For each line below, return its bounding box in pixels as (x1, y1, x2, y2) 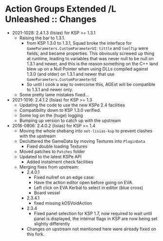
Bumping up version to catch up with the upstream (19, 118, 121, 123)
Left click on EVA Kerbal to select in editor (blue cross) (34, 185, 144, 190)
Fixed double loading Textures (26, 143, 88, 149)
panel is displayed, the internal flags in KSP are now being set (34, 215, 158, 222)
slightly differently (34, 221, 70, 226)
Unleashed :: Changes (5, 14, 97, 25)
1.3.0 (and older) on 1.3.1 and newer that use (26, 71, 115, 77)
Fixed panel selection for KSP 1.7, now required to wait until (34, 210, 152, 216)
